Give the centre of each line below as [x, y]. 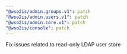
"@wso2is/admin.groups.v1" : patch [48, 11]
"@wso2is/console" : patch [37, 28]
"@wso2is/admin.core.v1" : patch [45, 22]
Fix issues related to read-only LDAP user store [63, 45]
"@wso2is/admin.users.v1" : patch [47, 17]
